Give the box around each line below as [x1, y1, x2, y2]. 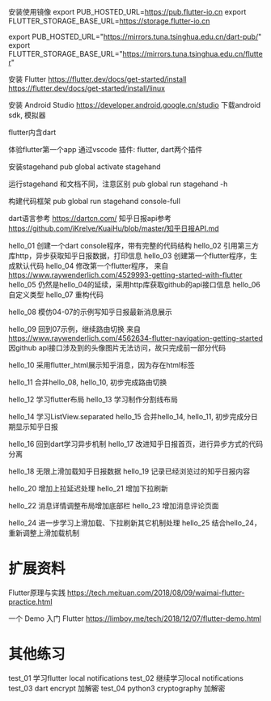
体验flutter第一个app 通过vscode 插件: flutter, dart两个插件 [8, 145, 203, 154]
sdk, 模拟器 [8, 110, 46, 120]
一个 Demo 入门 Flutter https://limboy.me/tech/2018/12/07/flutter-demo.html [8, 614, 261, 623]
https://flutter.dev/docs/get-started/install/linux [8, 83, 166, 93]
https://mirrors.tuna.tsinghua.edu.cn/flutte [122, 49, 263, 58]
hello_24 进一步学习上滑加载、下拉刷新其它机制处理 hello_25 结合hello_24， [8, 518, 261, 528]
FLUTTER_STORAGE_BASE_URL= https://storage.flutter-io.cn [8, 16, 210, 26]
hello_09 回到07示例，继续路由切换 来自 [8, 325, 142, 334]
